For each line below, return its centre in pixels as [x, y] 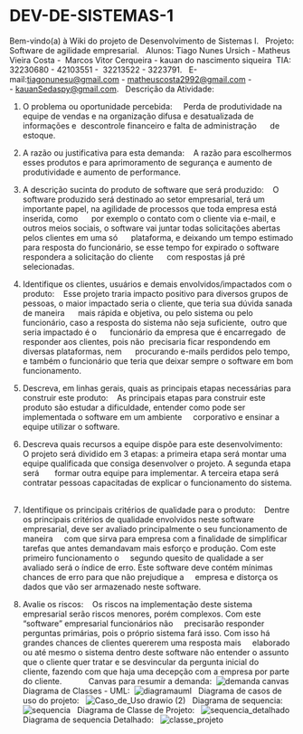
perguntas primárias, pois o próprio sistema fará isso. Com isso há [146, 633]
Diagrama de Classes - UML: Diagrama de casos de [152, 691]
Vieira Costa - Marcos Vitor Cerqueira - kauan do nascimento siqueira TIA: [150, 60]
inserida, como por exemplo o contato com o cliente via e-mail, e [149, 218]
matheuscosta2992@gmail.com [186, 79]
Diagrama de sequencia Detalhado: [88, 720]
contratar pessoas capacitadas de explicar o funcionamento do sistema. [157, 482]
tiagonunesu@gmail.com [73, 79]
